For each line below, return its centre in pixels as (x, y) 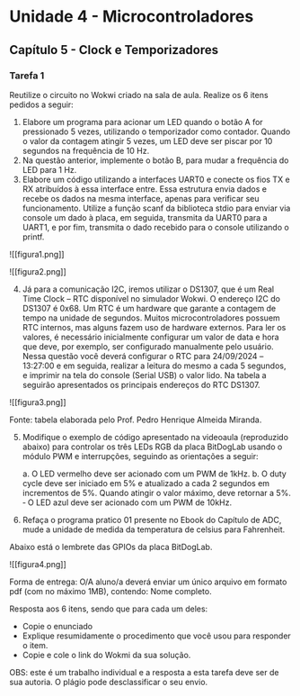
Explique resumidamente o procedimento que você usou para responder (157, 636)
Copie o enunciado (57, 626)
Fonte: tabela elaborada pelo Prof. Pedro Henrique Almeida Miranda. (136, 420)
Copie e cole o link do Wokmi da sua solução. (106, 655)
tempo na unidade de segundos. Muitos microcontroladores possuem (151, 318)
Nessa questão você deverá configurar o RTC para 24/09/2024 (140, 356)
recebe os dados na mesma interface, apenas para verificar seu (141, 198)
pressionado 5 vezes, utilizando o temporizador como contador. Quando (156, 131)
